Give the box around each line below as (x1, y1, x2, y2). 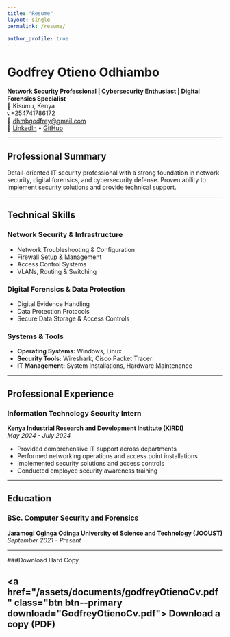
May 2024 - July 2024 (7, 431, 71, 439)
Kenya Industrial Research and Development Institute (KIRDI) (7, 424, 184, 432)
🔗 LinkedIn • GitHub (7, 124, 64, 132)
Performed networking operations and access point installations (16, 451, 199, 460)
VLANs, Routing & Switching (16, 267, 97, 275)
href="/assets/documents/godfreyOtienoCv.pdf (7, 586, 219, 598)
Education (7, 492, 52, 504)
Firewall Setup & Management (16, 253, 102, 261)
